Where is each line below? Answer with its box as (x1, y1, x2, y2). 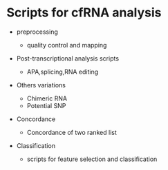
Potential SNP (26, 101, 66, 109)
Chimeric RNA (26, 94, 67, 103)
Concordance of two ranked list (26, 128, 117, 136)
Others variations (16, 81, 66, 89)
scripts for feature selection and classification (26, 155, 158, 163)
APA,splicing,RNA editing (26, 67, 98, 76)
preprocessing (16, 28, 58, 36)
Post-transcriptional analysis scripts (16, 54, 119, 63)
